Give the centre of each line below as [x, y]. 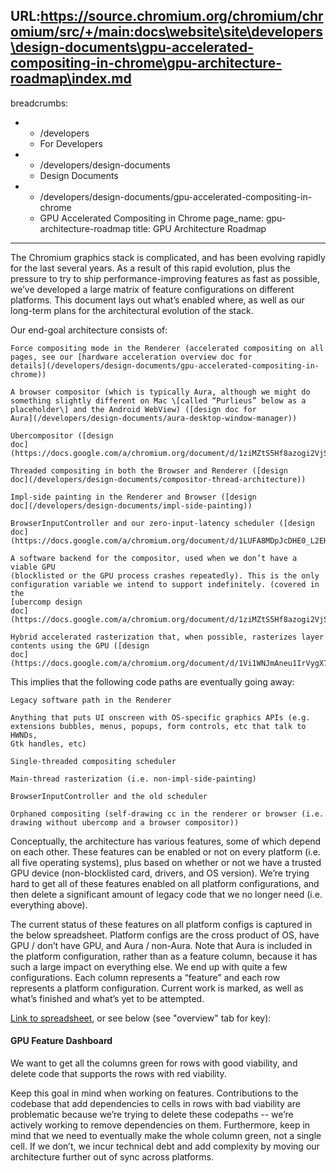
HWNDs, [24, 735]
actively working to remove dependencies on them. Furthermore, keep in [160, 1125]
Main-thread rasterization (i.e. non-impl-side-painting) [133, 779]
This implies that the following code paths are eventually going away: [152, 681]
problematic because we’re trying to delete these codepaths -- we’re [152, 1115]
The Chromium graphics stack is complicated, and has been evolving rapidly [168, 257]
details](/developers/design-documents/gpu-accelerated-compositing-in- [165, 365]
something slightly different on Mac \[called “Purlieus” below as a [158, 400]
